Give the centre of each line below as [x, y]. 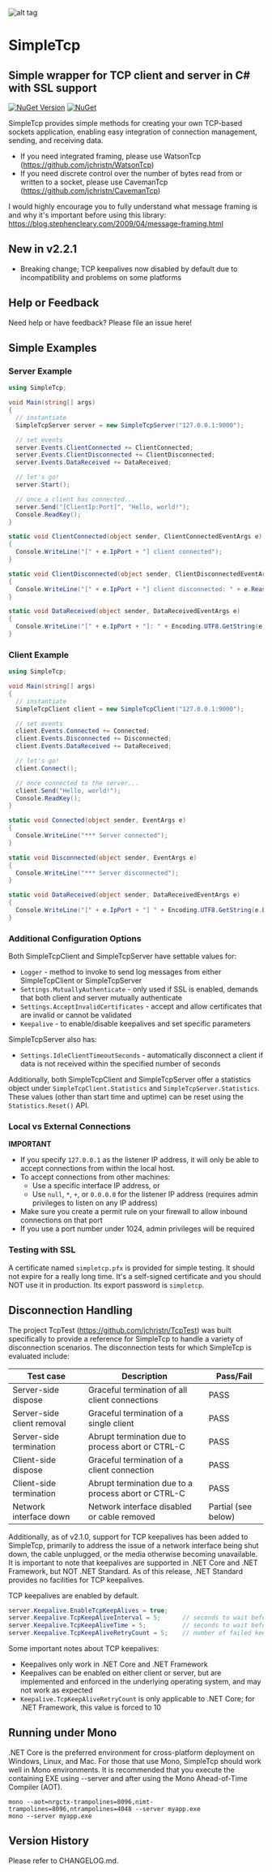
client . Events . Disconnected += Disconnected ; [94, 739]
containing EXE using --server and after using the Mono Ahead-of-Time [128, 1778]
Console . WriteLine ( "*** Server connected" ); [92, 836]
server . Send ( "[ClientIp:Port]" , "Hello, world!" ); [103, 507]
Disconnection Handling [71, 1310]
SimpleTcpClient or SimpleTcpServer [81, 981]
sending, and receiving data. [56, 141]
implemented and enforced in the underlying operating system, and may [140, 1682]
